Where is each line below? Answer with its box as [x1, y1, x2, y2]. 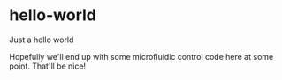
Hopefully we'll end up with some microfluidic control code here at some [9, 51, 274, 62]
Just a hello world [9, 34, 74, 45]
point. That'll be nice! [9, 61, 87, 71]
